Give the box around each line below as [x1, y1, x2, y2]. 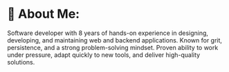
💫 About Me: [7, 6, 80, 22]
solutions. [7, 58, 35, 66]
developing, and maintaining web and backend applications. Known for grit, [7, 36, 223, 44]
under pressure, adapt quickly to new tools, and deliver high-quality [7, 51, 201, 59]
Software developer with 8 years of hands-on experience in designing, [7, 29, 209, 37]
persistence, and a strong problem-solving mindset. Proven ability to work [7, 43, 219, 51]
